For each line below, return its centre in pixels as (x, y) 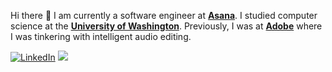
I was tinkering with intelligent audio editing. (101, 36)
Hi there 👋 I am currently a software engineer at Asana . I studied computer (164, 15)
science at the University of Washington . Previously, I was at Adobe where (166, 26)
